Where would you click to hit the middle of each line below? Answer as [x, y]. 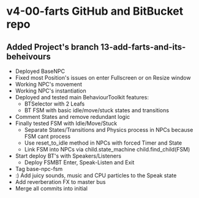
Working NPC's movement [49, 84]
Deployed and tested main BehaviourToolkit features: [82, 97]
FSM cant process [47, 136]
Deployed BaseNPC [40, 71]
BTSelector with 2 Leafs [54, 104]
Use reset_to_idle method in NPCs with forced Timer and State [103, 143]
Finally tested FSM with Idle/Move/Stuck [66, 123]
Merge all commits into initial [51, 188]
